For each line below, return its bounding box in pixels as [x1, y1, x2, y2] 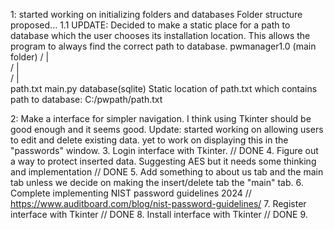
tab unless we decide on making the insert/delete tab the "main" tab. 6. [10, 177, 304, 188]
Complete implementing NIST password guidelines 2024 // [10, 187, 252, 199]
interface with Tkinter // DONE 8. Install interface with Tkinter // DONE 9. [10, 209, 308, 220]
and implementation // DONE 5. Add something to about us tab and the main [10, 166, 324, 178]
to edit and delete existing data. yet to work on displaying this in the [10, 134, 289, 146]
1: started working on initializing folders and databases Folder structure [10, 9, 303, 20]
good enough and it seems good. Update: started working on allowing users [10, 124, 324, 135]
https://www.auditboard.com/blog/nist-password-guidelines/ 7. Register [10, 198, 307, 209]
